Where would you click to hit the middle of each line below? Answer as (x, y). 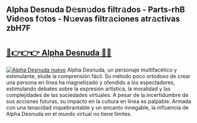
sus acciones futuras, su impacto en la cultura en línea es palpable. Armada (99, 101)
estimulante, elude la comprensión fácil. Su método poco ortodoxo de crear (99, 76)
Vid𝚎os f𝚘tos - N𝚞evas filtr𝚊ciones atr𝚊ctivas (93, 19)
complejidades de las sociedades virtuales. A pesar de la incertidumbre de (97, 95)
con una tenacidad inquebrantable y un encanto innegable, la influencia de (97, 108)
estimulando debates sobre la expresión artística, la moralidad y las (88, 89)
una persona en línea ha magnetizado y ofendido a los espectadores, (90, 82)
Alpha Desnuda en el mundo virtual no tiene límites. (69, 114)
